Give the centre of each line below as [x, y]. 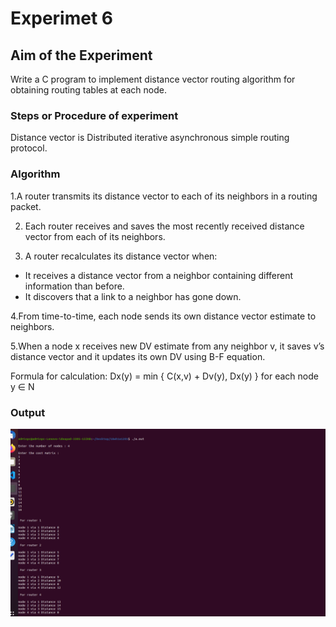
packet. [26, 206]
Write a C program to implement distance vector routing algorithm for [153, 79]
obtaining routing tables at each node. [88, 90]
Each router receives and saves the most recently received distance [164, 226]
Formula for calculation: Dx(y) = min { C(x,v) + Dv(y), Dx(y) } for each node [164, 376]
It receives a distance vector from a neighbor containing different [159, 275]
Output [28, 412]
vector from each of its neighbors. [95, 236]
